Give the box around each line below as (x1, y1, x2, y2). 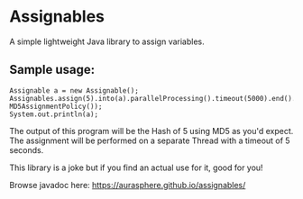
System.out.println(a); (9, 110, 99, 119)
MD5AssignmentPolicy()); (9, 102, 103, 111)
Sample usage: (9, 62, 96, 77)
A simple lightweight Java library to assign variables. (9, 36, 205, 47)
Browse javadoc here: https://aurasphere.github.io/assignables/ (9, 179, 246, 190)
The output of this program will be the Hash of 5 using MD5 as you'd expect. (9, 125, 294, 136)
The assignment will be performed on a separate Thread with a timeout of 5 (9, 135, 290, 146)
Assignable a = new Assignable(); (9, 86, 140, 95)
